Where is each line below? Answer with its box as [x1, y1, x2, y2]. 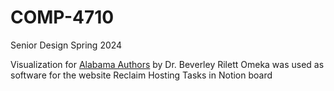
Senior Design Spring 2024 [10, 39, 123, 51]
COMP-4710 [10, 6, 115, 29]
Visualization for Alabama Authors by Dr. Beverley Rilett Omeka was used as [10, 58, 325, 70]
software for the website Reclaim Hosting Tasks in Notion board [10, 69, 273, 81]
